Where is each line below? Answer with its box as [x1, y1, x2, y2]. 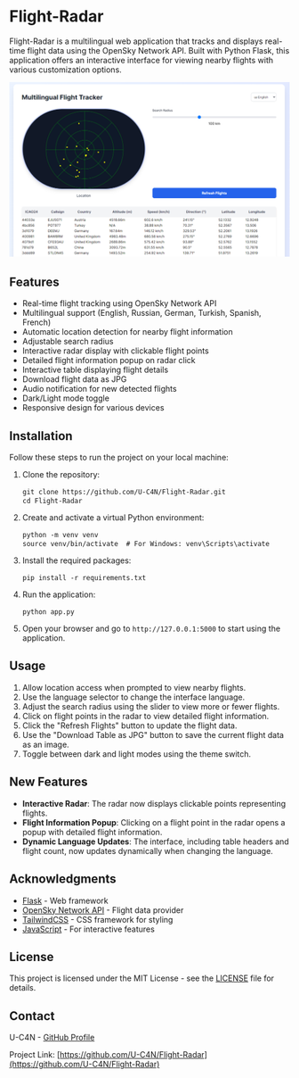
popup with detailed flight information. [21, 826, 163, 837]
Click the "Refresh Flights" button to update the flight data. [21, 720, 238, 731]
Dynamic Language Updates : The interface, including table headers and [21, 836, 289, 847]
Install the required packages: [21, 555, 132, 566]
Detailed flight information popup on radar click [21, 355, 196, 366]
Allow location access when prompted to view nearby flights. [21, 682, 246, 692]
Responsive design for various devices [21, 402, 165, 413]
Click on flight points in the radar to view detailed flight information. [21, 710, 270, 721]
